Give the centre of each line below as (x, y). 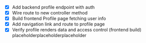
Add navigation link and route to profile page (58, 24)
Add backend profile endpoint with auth (53, 7)
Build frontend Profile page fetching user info (59, 18)
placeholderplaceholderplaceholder (49, 35)
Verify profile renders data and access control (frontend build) (77, 30)
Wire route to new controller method (50, 13)
